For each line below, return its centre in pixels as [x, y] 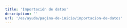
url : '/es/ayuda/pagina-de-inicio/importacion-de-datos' [64, 18]
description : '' [21, 14]
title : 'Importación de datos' [37, 9]
